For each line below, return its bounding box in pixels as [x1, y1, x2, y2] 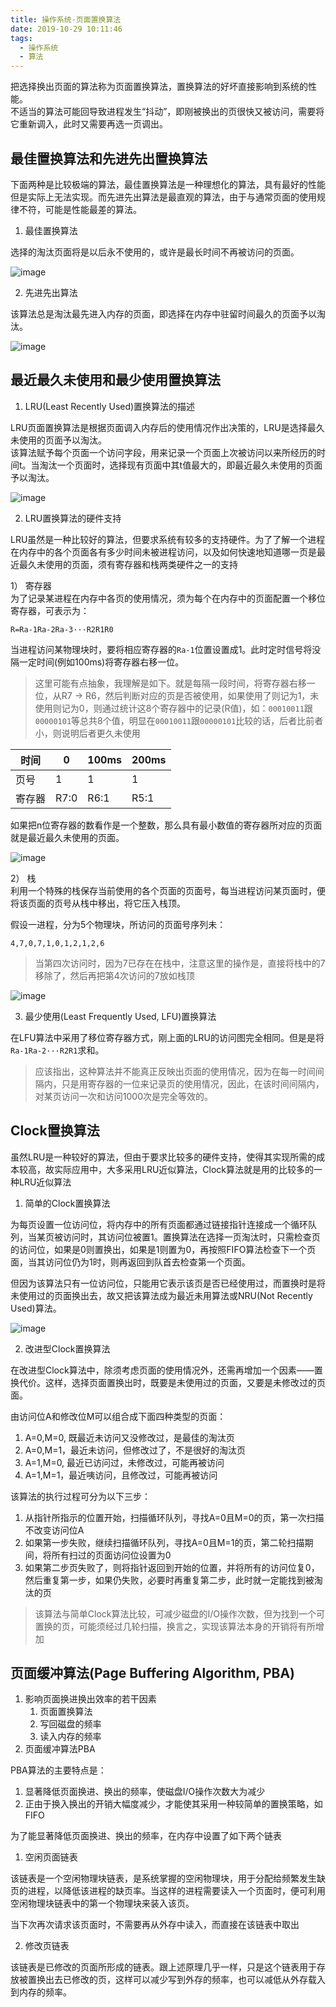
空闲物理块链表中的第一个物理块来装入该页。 [10, 1897, 195, 1910]
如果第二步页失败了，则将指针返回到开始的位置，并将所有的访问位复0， [24, 1561, 320, 1573]
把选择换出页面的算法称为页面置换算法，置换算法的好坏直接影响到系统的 [10, 81, 308, 93]
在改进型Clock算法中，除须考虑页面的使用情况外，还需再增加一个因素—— [10, 1364, 315, 1376]
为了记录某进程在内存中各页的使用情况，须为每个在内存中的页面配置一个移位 [10, 592, 326, 604]
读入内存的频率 [39, 1731, 102, 1743]
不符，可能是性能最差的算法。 [18, 203, 142, 215]
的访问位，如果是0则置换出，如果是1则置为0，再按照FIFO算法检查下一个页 [10, 1243, 317, 1255]
